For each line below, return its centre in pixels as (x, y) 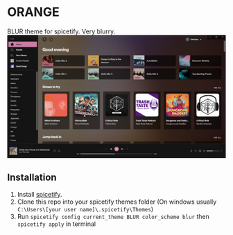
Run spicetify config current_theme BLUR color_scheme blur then (113, 216)
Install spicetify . (40, 194)
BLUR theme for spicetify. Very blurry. (61, 31)
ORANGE (34, 12)
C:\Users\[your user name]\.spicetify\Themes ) (85, 209)
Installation (32, 178)
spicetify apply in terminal (56, 224)
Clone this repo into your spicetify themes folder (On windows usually (117, 202)
